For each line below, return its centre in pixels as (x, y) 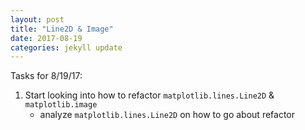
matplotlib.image (61, 105)
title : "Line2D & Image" (62, 29)
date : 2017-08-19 (46, 38)
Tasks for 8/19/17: (46, 76)
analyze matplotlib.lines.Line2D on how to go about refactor (167, 115)
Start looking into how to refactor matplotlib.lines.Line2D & (149, 95)
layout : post (37, 19)
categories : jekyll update (66, 47)
